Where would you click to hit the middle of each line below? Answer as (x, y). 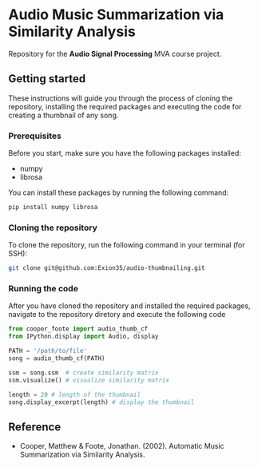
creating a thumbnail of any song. (64, 115)
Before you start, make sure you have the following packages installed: (125, 153)
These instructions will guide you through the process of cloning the (121, 98)
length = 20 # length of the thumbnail (75, 394)
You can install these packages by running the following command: (119, 192)
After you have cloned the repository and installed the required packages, (129, 306)
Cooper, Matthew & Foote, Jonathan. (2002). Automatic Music (122, 446)
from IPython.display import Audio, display (83, 337)
